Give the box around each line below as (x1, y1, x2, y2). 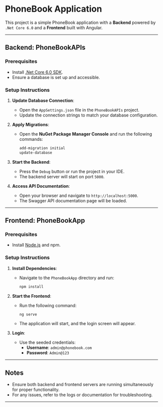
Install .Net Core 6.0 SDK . (12, 69, 63, 75)
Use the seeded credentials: (19, 340, 76, 346)
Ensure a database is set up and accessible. (12, 74, 100, 80)
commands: (19, 136, 43, 142)
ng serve (19, 312, 37, 317)
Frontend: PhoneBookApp (5, 216, 85, 225)
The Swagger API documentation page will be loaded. (19, 197, 127, 203)
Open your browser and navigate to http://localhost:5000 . (19, 193, 138, 198)
